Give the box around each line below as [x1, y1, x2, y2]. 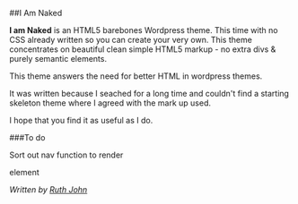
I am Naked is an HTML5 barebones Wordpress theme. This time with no [9, 25, 278, 35]
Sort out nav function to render [9, 149, 124, 160]
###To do [9, 132, 46, 142]
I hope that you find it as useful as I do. [9, 115, 153, 125]
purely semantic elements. [9, 54, 108, 64]
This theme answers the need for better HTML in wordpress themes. [9, 71, 263, 81]
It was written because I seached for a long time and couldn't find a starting [9, 89, 290, 98]
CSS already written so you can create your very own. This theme [9, 35, 253, 45]
